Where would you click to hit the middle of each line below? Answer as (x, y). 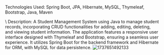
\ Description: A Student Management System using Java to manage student (82, 22)
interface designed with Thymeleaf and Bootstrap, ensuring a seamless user (82, 37)
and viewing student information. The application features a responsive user (82, 32)
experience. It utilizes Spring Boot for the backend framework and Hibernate (82, 42)
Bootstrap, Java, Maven (29, 12)
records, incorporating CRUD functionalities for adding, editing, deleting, (78, 27)
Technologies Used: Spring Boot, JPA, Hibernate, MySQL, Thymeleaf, (75, 7)
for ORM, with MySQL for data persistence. (48, 47)
